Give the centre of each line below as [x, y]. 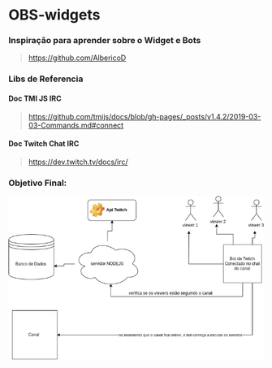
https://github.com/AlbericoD [77, 58]
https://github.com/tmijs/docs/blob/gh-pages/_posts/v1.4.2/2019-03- [145, 116]
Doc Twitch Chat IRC [44, 144]
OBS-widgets [54, 15]
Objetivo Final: [38, 183]
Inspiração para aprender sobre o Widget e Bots [105, 41]
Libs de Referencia [46, 79]
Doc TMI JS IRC [35, 98]
